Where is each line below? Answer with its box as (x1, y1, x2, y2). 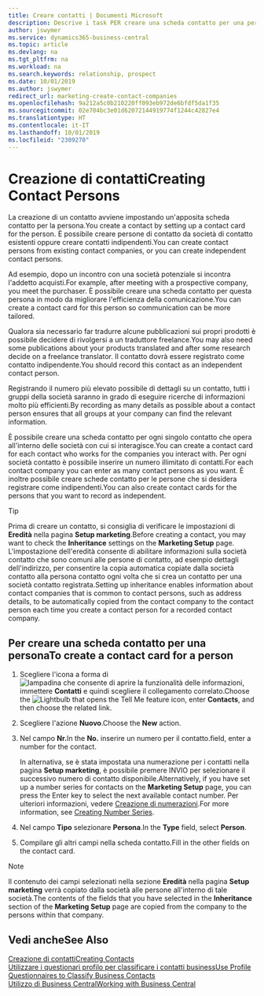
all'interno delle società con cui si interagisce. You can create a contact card (8, 441, 254, 450)
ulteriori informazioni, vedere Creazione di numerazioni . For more (19, 799, 229, 809)
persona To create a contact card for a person (8, 649, 234, 662)
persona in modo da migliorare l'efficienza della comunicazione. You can (8, 294, 241, 304)
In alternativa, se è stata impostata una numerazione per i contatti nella (19, 757, 250, 767)
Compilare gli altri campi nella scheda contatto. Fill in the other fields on (19, 838, 250, 847)
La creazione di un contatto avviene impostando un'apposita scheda (8, 213, 230, 222)
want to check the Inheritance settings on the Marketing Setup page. (8, 539, 235, 548)
